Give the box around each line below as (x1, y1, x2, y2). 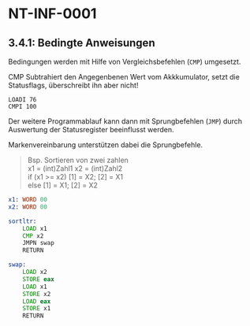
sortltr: (8, 217, 37, 225)
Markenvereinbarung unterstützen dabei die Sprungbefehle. (8, 140, 203, 150)
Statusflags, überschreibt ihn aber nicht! (8, 80, 139, 90)
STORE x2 (22, 290, 51, 298)
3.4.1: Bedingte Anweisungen (8, 36, 155, 50)
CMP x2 (22, 232, 44, 240)
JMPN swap (22, 239, 55, 247)
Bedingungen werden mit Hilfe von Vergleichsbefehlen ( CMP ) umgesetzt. (8, 57, 241, 66)
